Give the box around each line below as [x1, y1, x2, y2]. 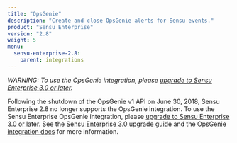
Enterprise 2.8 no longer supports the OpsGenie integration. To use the [7, 104, 215, 113]
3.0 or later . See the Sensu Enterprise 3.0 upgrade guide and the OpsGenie [7, 120, 227, 128]
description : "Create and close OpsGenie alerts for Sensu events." [7, 17, 214, 24]
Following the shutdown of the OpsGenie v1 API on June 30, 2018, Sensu [7, 97, 220, 105]
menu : [7, 43, 23, 50]
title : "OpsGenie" [7, 10, 62, 18]
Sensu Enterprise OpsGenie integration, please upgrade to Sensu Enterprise [7, 112, 230, 120]
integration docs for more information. [7, 127, 119, 135]
